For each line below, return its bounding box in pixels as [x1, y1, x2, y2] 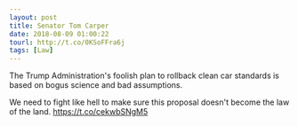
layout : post [9, 12, 58, 22]
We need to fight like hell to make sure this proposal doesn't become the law [9, 97, 290, 107]
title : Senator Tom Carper [9, 21, 109, 30]
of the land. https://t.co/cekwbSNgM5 [9, 106, 149, 117]
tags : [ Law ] [9, 46, 53, 55]
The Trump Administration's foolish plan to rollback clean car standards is [9, 70, 280, 81]
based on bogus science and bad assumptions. [9, 80, 183, 91]
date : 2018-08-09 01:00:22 [9, 29, 109, 38]
